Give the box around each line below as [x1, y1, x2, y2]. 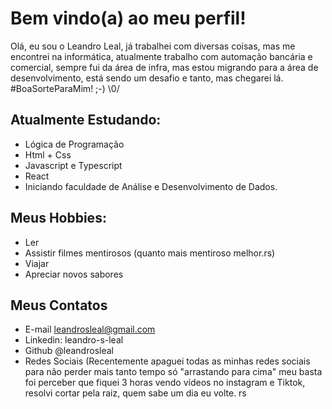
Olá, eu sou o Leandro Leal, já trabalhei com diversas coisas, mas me [10, 40, 296, 52]
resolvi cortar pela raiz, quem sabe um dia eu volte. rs [24, 387, 247, 399]
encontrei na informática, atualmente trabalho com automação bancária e [10, 50, 313, 62]
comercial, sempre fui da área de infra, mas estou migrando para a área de [10, 61, 319, 73]
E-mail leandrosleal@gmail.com [24, 323, 156, 336]
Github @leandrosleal [24, 345, 114, 357]
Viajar [24, 257, 50, 269]
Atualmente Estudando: [10, 112, 162, 129]
